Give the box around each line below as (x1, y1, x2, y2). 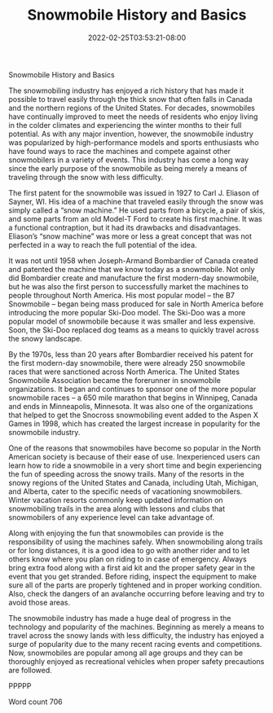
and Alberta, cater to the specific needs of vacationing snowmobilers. (8, 486, 243, 496)
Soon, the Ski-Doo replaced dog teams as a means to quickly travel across (8, 324, 259, 335)
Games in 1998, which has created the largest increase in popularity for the (8, 418, 261, 429)
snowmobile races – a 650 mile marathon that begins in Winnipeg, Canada (8, 393, 258, 403)
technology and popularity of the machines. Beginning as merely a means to (8, 622, 265, 632)
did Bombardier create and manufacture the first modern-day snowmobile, (8, 273, 259, 283)
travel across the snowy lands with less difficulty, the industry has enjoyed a (8, 630, 265, 640)
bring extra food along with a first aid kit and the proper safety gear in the (8, 562, 255, 572)
